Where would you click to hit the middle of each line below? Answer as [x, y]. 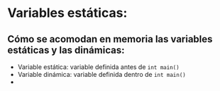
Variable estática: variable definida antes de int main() [98, 67]
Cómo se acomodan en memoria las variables [110, 39]
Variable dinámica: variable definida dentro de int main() [101, 74]
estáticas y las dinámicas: [66, 50]
